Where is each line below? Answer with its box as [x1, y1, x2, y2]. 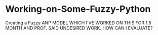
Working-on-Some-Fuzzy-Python [5, 3, 151, 15]
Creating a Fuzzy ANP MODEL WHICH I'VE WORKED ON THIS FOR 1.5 [5, 20, 152, 26]
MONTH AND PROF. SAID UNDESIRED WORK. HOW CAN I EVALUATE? [5, 25, 153, 31]
